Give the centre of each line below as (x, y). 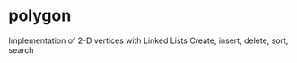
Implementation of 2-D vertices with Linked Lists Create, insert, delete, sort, (148, 40)
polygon (40, 16)
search (21, 49)
